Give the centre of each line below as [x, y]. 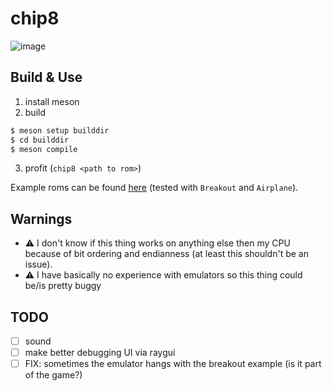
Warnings [41, 218]
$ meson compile [44, 149]
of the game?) [53, 375]
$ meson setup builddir [60, 130]
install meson [52, 101]
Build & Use [46, 77]
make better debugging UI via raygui [100, 353]
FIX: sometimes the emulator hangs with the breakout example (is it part [173, 364]
